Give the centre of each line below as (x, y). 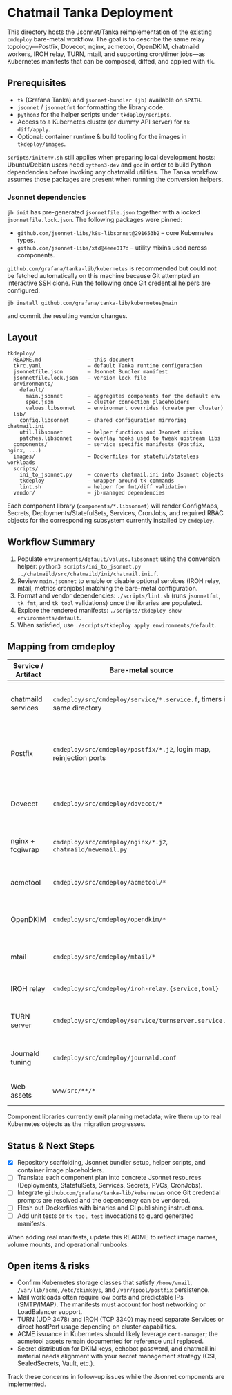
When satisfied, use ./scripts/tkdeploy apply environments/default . (117, 625)
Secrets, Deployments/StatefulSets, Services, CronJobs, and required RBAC (115, 512)
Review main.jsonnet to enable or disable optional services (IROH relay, (119, 581)
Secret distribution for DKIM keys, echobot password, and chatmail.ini (116, 1349)
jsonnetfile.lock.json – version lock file (80, 378)
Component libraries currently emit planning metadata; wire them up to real (114, 1117)
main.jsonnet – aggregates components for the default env (123, 396)
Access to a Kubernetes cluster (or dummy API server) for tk (104, 122)
